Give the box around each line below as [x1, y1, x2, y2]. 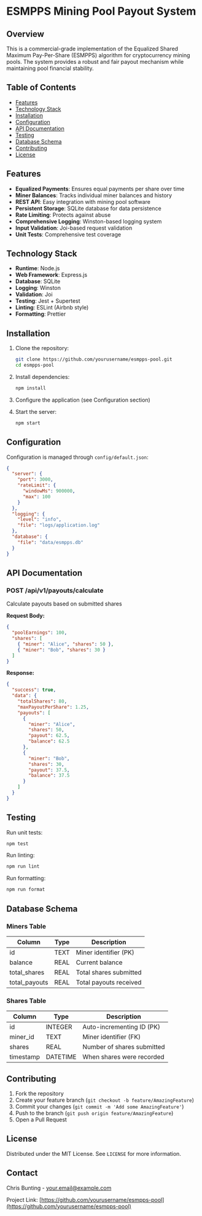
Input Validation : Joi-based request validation [15, 224, 133, 232]
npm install [15, 385, 46, 391]
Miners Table [6, 922, 47, 930]
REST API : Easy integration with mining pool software [15, 198, 150, 205]
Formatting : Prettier [15, 310, 66, 318]
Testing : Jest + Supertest [15, 297, 81, 305]
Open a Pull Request [15, 1116, 68, 1123]
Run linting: [6, 852, 35, 859]
